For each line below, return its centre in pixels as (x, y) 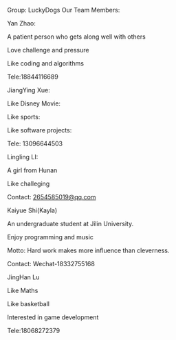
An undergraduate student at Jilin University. (70, 224)
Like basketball (29, 304)
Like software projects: (40, 130)
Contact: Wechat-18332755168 (51, 264)
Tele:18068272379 (34, 331)
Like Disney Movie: (34, 103)
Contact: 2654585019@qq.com (52, 197)
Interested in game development (53, 317)
